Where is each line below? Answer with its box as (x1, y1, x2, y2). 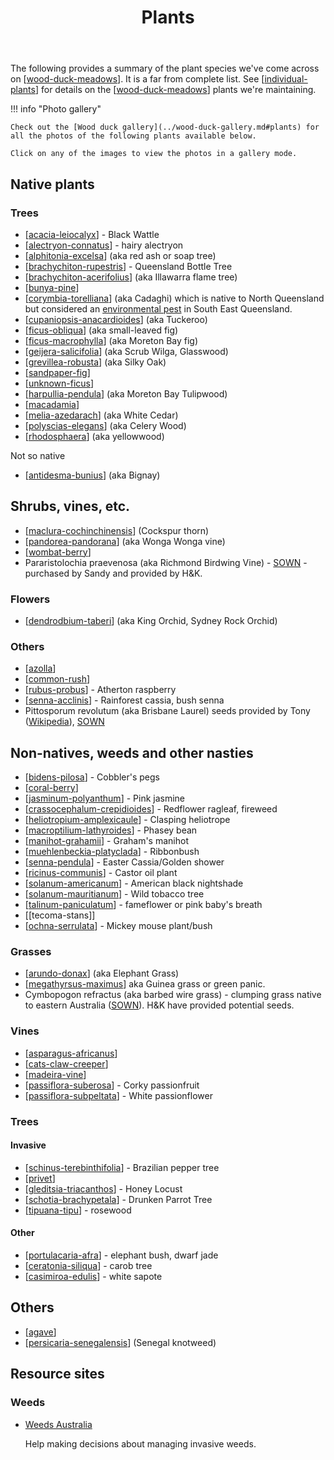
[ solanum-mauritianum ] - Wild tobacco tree (24, 888, 205, 900)
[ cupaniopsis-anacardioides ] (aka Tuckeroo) (24, 313, 208, 325)
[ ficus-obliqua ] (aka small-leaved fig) (24, 324, 179, 336)
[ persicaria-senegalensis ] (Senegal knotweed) (24, 1336, 217, 1348)
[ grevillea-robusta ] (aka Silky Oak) (24, 356, 167, 368)
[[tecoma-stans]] (24, 909, 96, 921)
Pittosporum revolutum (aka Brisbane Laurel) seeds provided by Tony (24, 705, 311, 717)
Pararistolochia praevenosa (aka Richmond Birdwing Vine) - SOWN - (24, 556, 308, 568)
